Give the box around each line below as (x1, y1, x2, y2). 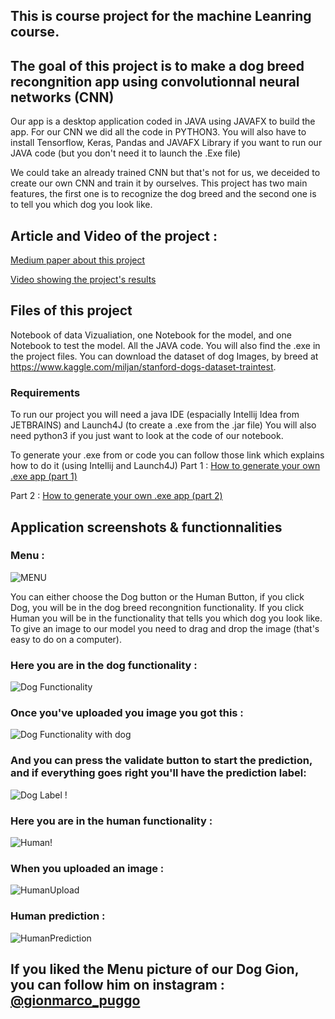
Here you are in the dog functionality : (10, 658, 198, 672)
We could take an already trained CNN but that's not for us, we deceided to (10, 167, 321, 179)
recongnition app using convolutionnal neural (10, 73, 300, 90)
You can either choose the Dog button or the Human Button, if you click (10, 590, 305, 603)
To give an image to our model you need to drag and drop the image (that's (10, 622, 320, 634)
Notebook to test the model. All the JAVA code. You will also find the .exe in (10, 339, 321, 351)
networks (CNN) (10, 89, 115, 106)
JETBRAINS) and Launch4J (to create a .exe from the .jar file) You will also (10, 419, 317, 431)
